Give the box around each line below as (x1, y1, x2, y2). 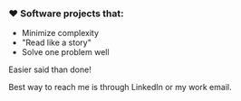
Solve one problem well (21, 47, 110, 58)
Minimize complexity (21, 28, 99, 39)
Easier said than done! (8, 64, 92, 75)
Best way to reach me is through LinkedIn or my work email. (8, 82, 232, 93)
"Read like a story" (21, 37, 92, 48)
